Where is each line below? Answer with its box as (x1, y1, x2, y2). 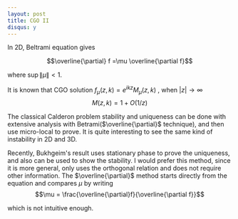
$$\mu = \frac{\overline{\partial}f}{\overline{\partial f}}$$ (35, 190, 205, 198)
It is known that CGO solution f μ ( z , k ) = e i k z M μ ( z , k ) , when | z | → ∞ (7, 85, 203, 96)
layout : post (7, 10, 46, 18)
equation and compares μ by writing (7, 178, 114, 187)
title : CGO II (7, 17, 50, 24)
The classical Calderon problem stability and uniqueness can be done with (7, 112, 227, 121)
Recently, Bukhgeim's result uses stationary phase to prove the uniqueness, (7, 149, 230, 157)
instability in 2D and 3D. (7, 134, 77, 143)
